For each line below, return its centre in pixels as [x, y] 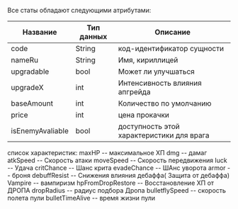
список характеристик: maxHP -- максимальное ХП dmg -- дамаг [107, 153]
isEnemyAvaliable [40, 131]
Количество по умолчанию [165, 103]
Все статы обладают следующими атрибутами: [79, 10]
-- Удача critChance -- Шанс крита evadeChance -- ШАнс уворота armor [117, 168]
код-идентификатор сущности [171, 49]
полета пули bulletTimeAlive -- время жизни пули [81, 198]
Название [40, 32]
